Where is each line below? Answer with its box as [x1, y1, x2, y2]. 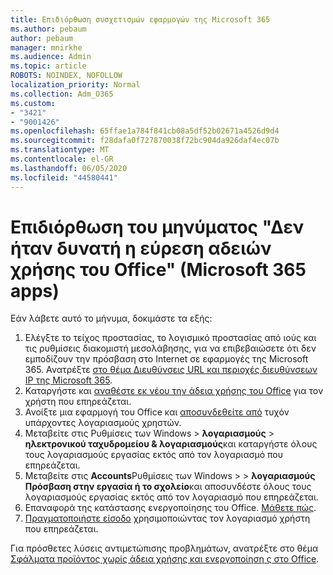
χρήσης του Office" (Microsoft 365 [10, 258, 307, 281]
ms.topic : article [10, 61, 87, 71]
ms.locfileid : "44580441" [10, 172, 118, 183]
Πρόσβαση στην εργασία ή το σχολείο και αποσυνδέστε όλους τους [24, 481, 312, 493]
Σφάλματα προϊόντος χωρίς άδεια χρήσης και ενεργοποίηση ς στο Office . [10, 553, 320, 565]
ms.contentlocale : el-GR [10, 154, 114, 164]
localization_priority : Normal [10, 80, 141, 90]
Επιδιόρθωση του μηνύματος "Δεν [10, 216, 305, 238]
